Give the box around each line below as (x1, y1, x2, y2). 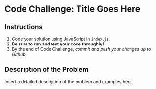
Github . (11, 51, 27, 57)
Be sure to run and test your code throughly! (11, 41, 104, 47)
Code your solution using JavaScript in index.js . (11, 36, 110, 42)
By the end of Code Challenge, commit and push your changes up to (11, 46, 151, 52)
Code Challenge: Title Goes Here (4, 3, 141, 15)
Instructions (4, 23, 43, 31)
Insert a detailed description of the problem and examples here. (4, 78, 133, 84)
